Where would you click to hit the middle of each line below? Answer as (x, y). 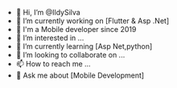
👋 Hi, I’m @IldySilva (48, 12)
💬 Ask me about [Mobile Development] (80, 75)
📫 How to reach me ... (53, 64)
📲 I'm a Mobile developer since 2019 (76, 29)
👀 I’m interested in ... (50, 38)
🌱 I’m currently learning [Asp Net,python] (84, 46)
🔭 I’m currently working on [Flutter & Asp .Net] (93, 21)
